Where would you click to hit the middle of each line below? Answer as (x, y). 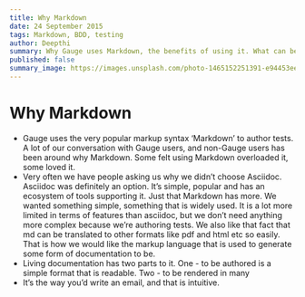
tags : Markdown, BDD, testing (67, 34)
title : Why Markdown (49, 18)
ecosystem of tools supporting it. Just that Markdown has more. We (149, 196)
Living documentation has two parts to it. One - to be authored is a (147, 263)
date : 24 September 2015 (56, 26)
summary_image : (38, 69)
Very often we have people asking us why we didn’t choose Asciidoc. (152, 177)
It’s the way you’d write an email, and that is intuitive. (121, 283)
